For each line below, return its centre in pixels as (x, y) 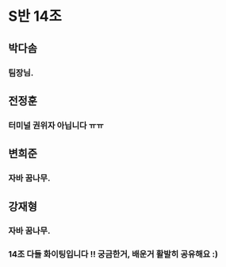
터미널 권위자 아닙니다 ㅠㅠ (56, 126)
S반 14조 (35, 16)
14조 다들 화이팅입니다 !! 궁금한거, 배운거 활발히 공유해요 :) (113, 254)
